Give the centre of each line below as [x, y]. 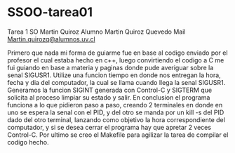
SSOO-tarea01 [50, 12]
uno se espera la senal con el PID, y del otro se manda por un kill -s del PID [116, 112]
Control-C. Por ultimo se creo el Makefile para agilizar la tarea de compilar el [118, 135]
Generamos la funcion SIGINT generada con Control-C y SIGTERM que [110, 90]
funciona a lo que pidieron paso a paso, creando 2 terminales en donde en [115, 105]
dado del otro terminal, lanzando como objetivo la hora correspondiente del [116, 119]
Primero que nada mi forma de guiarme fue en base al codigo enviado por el [117, 53]
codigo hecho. [28, 142]
